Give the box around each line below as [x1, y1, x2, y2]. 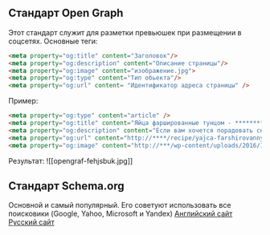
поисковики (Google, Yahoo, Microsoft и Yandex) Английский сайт [8, 209, 233, 219]
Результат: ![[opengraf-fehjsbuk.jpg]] [8, 156, 133, 165]
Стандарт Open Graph [8, 6, 124, 20]
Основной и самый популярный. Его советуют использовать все [8, 201, 231, 210]
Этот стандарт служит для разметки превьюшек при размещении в [8, 27, 243, 37]
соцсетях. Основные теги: [8, 36, 98, 46]
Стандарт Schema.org [8, 179, 125, 192]
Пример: [8, 96, 39, 106]
